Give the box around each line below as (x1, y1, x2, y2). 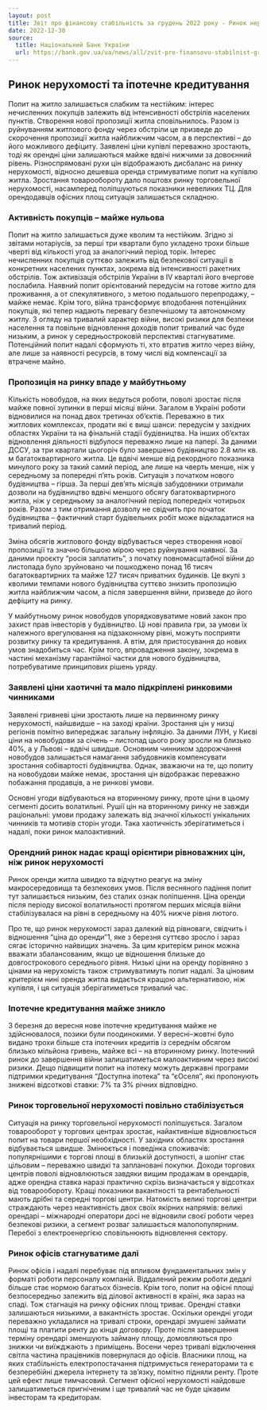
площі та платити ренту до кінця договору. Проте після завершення (8, 1325, 238, 1334)
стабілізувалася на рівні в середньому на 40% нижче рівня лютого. (8, 908, 239, 918)
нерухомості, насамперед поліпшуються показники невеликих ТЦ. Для (8, 184, 252, 193)
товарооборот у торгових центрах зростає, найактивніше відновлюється (8, 1126, 257, 1136)
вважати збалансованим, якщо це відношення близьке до (8, 950, 205, 958)
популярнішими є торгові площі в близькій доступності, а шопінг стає (8, 1152, 245, 1161)
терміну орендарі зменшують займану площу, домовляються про (8, 1333, 233, 1342)
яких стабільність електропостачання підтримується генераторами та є (8, 1358, 254, 1368)
